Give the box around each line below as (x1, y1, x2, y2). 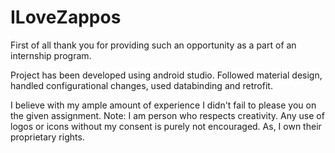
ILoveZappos (10, 6, 122, 29)
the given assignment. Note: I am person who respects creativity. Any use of (10, 109, 325, 121)
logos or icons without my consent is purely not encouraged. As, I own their (10, 120, 322, 132)
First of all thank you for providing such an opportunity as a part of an (10, 39, 297, 51)
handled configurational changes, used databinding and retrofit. (10, 79, 273, 91)
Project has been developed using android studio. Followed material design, (10, 69, 323, 81)
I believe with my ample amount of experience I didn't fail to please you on (10, 99, 317, 111)
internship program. (10, 49, 92, 61)
